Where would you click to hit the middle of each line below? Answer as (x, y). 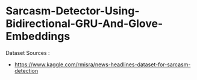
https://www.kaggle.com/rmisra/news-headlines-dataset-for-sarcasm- (102, 64)
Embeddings (38, 36)
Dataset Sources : (28, 53)
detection (26, 70)
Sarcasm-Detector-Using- (73, 11)
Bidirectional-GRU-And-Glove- (84, 24)
